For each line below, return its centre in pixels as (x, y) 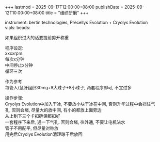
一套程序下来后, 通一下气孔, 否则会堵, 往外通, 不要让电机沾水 (65, 122)
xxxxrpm (14, 53)
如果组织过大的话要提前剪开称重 (37, 38)
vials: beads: (18, 28)
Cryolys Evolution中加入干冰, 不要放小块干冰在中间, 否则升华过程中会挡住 (78, 104)
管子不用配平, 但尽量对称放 (32, 128)
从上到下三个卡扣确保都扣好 (33, 116)
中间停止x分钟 (19, 65)
